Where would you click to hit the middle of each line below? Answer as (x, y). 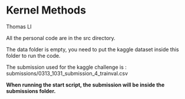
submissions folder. (31, 91)
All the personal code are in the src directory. (61, 38)
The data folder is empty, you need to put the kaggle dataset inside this (92, 49)
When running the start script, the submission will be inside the (85, 85)
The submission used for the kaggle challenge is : (66, 67)
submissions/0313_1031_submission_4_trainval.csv (67, 73)
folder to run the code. (33, 55)
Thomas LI (19, 27)
